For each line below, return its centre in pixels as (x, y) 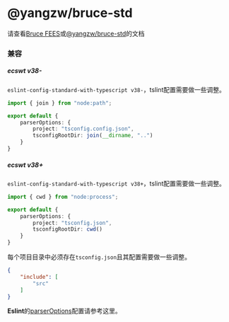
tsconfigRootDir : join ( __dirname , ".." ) (93, 136)
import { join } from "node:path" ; (60, 103)
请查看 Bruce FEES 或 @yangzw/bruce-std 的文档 (76, 33)
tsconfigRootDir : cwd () (67, 229)
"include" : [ (39, 277)
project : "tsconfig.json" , (72, 223)
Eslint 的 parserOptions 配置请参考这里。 (64, 311)
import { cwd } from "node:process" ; (63, 197)
